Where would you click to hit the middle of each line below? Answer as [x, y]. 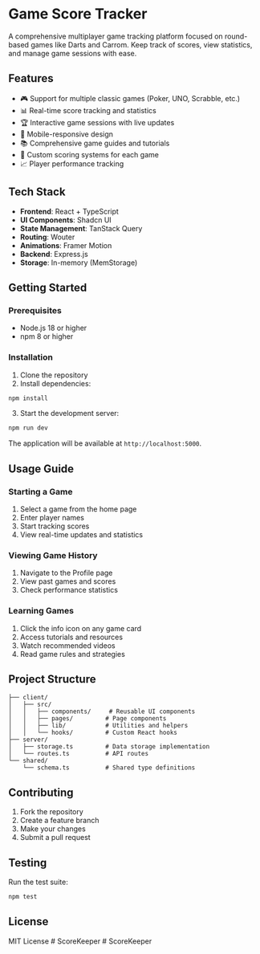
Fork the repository [52, 812]
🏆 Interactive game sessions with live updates [97, 122]
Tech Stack [37, 192]
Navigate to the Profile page [66, 573]
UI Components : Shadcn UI [66, 220]
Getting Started [48, 287]
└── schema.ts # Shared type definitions [109, 768]
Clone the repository [54, 375]
